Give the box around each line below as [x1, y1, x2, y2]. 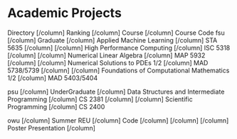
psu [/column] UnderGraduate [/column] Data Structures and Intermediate [7, 87, 225, 96]
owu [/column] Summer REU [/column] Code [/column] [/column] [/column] [7, 116, 229, 125]
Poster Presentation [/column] [7, 123, 96, 132]
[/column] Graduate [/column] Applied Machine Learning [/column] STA [7, 35, 218, 44]
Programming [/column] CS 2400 [7, 102, 105, 111]
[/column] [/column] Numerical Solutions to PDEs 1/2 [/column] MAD [7, 58, 209, 67]
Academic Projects [7, 5, 122, 21]
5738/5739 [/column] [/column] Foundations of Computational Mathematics [7, 66, 230, 74]
